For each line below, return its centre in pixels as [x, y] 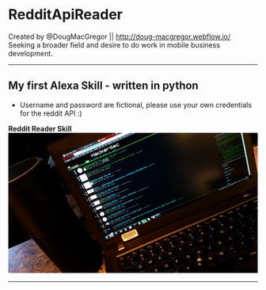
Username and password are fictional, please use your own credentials [135, 105]
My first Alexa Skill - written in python [104, 86]
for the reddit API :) [51, 113]
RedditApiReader [65, 15]
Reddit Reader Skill [40, 128]
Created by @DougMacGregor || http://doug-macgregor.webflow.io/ [120, 36]
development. [30, 53]
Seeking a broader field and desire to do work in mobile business [114, 44]
